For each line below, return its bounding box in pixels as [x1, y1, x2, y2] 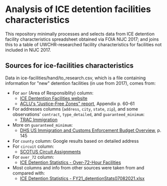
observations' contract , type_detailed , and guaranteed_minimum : [12, 111, 145, 117]
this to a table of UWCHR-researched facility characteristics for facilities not [5, 41, 162, 47]
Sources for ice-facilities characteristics [5, 61, 134, 70]
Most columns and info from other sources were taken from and [12, 164, 144, 170]
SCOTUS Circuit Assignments [19, 148, 81, 154]
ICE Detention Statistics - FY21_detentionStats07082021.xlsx [19, 175, 145, 181]
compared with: [12, 170, 45, 176]
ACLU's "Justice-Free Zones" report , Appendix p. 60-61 [19, 101, 135, 107]
